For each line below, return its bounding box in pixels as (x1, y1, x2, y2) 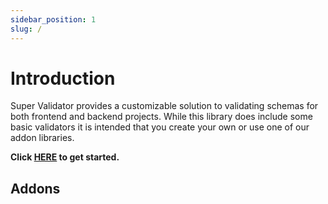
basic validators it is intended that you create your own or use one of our (10, 121, 310, 133)
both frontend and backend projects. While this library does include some (10, 111, 313, 123)
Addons (10, 180, 61, 197)
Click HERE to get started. (10, 151, 120, 163)
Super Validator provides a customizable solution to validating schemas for (10, 100, 319, 112)
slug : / (10, 24, 43, 34)
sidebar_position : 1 (10, 14, 97, 25)
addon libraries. (10, 132, 75, 144)
